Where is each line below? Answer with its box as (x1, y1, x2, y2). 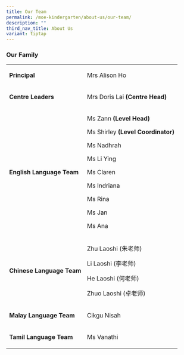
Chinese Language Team (9, 267, 82, 275)
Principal (9, 71, 35, 79)
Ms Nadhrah (87, 141, 121, 150)
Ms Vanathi (87, 333, 118, 341)
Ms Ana (87, 222, 108, 230)
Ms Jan (87, 208, 108, 217)
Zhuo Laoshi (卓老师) (87, 289, 146, 298)
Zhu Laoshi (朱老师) (87, 245, 142, 253)
